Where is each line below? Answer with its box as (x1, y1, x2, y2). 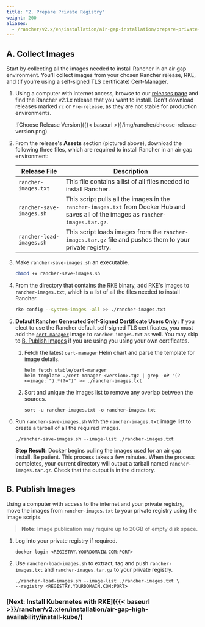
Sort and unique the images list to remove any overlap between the (24, 388, 193, 396)
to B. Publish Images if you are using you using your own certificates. (15, 337, 189, 344)
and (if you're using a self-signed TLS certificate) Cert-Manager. (6, 78, 168, 86)
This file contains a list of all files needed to (65, 177, 190, 186)
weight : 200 (6, 15, 37, 21)
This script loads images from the (65, 228, 162, 236)
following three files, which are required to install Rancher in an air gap (15, 146, 193, 154)
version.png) (15, 128, 48, 135)
